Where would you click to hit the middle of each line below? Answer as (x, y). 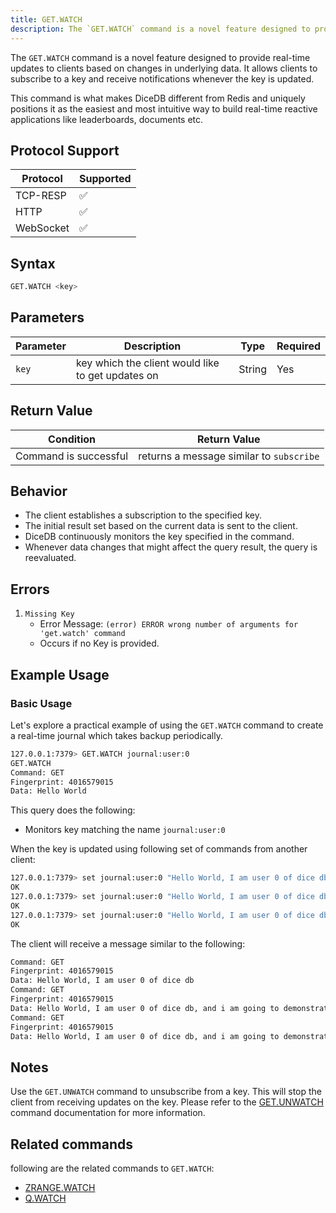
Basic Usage (41, 703)
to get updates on (117, 375)
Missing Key (49, 614)
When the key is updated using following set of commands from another (159, 849)
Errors (30, 589)
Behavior (39, 491)
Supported (105, 179)
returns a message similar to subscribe (229, 456)
